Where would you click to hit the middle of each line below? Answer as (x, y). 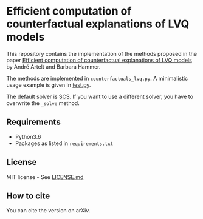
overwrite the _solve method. (43, 103)
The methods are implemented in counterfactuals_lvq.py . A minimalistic (97, 78)
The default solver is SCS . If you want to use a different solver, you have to (100, 96)
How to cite (28, 196)
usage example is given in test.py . (49, 85)
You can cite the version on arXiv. (48, 211)
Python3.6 (28, 136)
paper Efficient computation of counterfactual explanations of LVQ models (99, 60)
